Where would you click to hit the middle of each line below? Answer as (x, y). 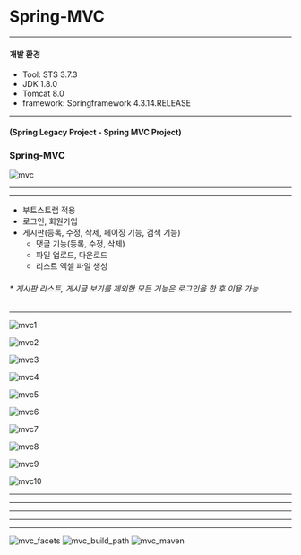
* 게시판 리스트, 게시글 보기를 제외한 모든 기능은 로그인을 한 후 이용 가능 (134, 288)
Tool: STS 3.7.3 (50, 74)
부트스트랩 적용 (49, 210)
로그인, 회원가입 (50, 221)
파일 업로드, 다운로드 (72, 255)
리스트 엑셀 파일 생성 (72, 266)
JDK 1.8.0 (40, 84)
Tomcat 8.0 (43, 94)
